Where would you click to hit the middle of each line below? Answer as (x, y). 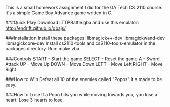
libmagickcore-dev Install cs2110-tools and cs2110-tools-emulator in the (80, 43)
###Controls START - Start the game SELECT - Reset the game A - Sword (82, 59)
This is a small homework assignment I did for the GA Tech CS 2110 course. (84, 7)
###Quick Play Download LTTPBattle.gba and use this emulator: (72, 23)
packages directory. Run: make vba (42, 49)
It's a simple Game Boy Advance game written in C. (59, 13)
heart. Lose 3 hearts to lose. (35, 100)
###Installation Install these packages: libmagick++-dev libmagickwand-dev (85, 38)
